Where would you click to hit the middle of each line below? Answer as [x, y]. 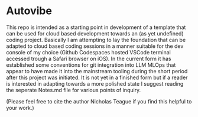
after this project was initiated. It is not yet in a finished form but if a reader [97, 77]
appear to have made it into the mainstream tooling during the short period [97, 71]
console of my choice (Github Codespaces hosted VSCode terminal [89, 52]
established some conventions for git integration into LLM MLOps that [91, 65]
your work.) [20, 108]
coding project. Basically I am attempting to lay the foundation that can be [96, 40]
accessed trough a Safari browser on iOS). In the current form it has [89, 58]
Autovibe [29, 11]
